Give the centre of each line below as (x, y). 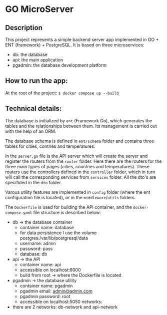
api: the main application (38, 60)
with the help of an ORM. (31, 131)
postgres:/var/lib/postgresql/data (54, 238)
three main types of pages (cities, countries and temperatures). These (77, 166)
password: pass (36, 249)
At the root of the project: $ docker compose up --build (62, 93)
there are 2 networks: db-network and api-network (65, 307)
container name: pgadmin (46, 286)
